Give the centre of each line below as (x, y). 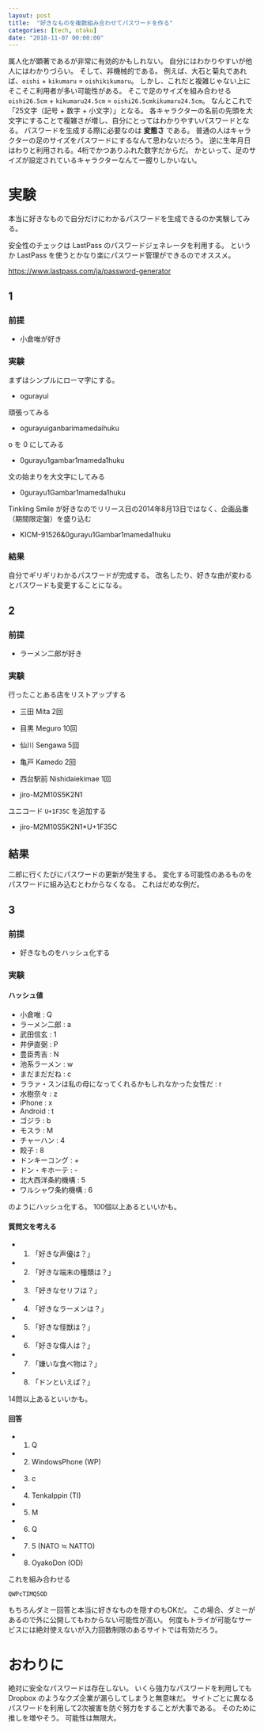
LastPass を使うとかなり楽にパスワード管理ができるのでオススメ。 (126, 255)
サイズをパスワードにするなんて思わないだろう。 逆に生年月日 (150, 140)
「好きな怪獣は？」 (63, 1327)
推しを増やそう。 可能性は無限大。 (64, 1718)
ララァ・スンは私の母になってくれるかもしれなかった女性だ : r (121, 1084)
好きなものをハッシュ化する (65, 953)
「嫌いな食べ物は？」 (66, 1364)
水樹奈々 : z (38, 1094)
